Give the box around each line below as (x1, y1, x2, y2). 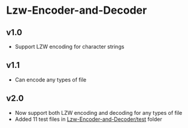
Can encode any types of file (14, 76, 87, 83)
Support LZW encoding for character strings (14, 43, 125, 50)
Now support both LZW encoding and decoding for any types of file (14, 109, 183, 116)
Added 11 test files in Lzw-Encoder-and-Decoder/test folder (14, 115, 163, 123)
